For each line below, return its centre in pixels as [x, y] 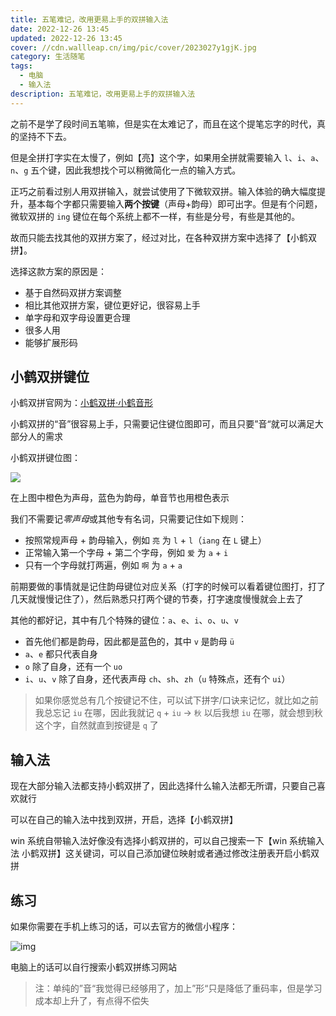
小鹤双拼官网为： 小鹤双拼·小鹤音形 [82, 403]
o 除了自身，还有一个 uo [73, 667]
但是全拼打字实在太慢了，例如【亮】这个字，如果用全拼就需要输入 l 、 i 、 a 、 [167, 157]
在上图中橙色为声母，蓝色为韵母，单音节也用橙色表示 [120, 498]
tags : [21, 66]
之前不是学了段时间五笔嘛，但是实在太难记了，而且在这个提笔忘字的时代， [163, 123]
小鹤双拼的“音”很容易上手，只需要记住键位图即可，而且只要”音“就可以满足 [162, 424]
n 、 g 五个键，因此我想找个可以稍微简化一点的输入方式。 [126, 170]
